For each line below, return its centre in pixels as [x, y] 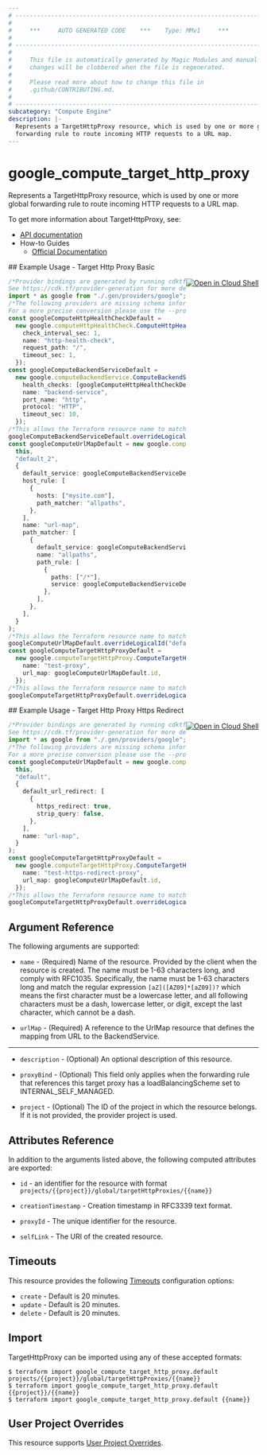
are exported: [31, 1168]
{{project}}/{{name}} [44, 1392]
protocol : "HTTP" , [53, 407]
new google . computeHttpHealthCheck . [76, 326]
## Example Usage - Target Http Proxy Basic [81, 266]
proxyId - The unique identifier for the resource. [98, 1220]
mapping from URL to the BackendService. [90, 1036]
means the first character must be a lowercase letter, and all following [134, 995]
